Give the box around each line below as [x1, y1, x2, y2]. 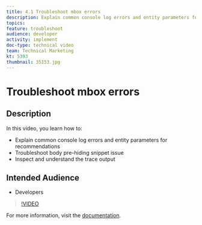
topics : [6, 20, 26, 26]
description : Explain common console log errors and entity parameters [6, 14, 189, 20]
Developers [14, 188, 44, 196]
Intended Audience [6, 172, 80, 183]
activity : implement [6, 37, 58, 43]
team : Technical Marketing [6, 48, 74, 54]
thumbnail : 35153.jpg [6, 59, 61, 65]
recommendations [14, 142, 60, 150]
